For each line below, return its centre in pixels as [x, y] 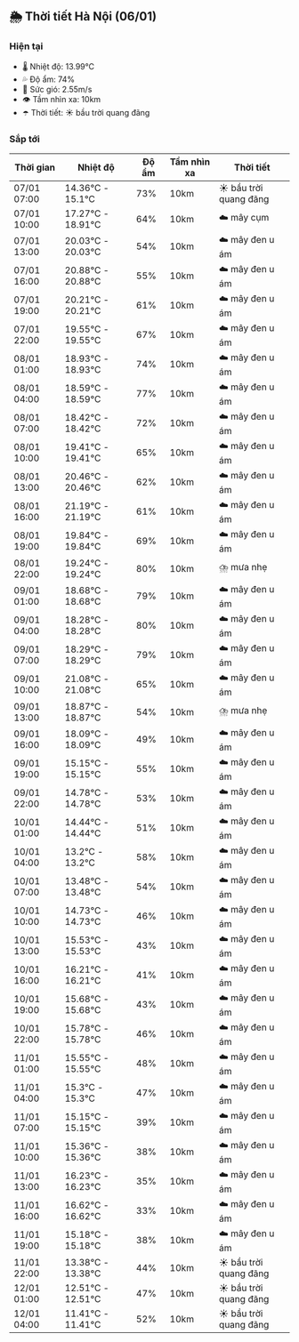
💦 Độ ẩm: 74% [48, 79]
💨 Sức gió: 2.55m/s [57, 89]
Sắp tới [24, 139]
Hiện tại [26, 46]
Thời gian [35, 167]
